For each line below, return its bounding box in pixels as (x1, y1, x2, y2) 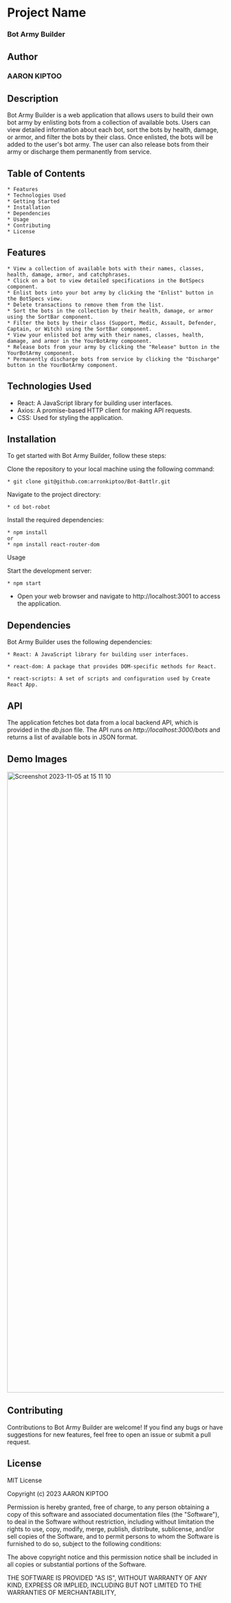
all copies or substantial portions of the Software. (7, 1560, 146, 1569)
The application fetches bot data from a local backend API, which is (7, 719, 199, 727)
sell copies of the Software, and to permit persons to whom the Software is (7, 1532, 220, 1540)
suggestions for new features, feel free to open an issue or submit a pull (7, 1430, 211, 1439)
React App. (7, 681, 38, 688)
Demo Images (7, 753, 67, 765)
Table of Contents (7, 168, 86, 179)
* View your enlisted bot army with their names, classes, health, (7, 331, 205, 339)
